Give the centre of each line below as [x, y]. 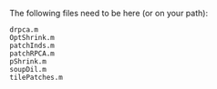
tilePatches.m [36, 77]
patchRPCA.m [32, 54]
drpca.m [24, 30]
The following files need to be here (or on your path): [108, 13]
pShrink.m [28, 62]
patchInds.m [32, 45]
